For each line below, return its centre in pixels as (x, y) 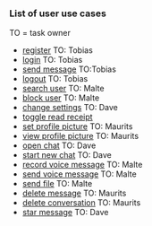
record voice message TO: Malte (82, 165)
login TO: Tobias (52, 60)
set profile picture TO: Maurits (77, 126)
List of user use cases (58, 13)
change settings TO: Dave (70, 108)
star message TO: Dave (65, 213)
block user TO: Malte (61, 98)
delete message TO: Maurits (74, 193)
